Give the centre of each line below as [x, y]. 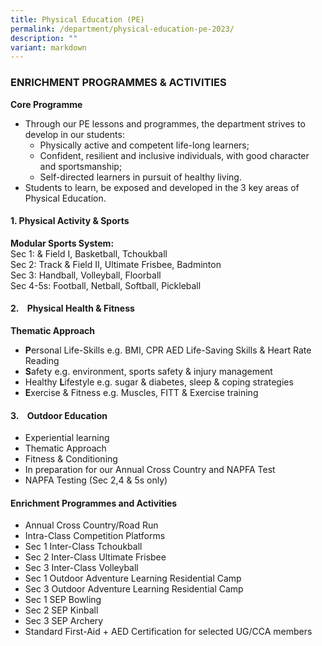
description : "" [44, 38]
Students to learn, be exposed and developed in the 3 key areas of [162, 187]
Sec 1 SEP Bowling [63, 600]
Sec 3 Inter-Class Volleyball [81, 568]
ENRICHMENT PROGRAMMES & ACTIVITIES [118, 83]
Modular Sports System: [62, 243]
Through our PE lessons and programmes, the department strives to [165, 123]
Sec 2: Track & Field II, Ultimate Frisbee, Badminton [116, 264]
